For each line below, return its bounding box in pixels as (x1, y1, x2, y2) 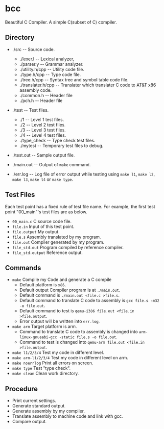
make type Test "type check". (12, 365, 71, 371)
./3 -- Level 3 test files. (19, 127, 66, 133)
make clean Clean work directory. (12, 371, 79, 377)
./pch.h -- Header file (19, 98, 63, 103)
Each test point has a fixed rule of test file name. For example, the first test (5, 203, 155, 209)
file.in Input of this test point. (12, 224, 75, 229)
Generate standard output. (12, 403, 66, 409)
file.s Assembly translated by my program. (12, 234, 101, 240)
